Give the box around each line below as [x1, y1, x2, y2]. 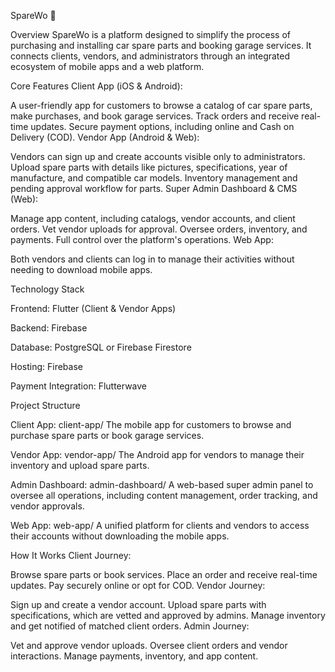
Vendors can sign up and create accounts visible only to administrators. [10, 151, 306, 162]
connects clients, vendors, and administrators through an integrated [10, 50, 291, 62]
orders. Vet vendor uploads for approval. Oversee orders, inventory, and [10, 223, 308, 235]
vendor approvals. [10, 500, 85, 512]
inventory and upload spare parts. [10, 460, 150, 471]
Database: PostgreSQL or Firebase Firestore [10, 341, 192, 353]
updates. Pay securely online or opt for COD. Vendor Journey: [10, 580, 266, 591]
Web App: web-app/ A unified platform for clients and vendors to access [10, 520, 310, 531]
